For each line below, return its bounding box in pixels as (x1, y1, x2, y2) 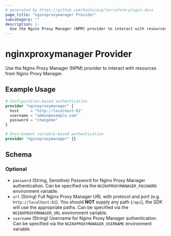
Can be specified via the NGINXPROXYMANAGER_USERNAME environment (12, 220, 152, 226)
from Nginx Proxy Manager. (5, 71, 63, 77)
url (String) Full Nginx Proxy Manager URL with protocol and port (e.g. (12, 193, 160, 199)
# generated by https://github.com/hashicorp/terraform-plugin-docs (5, 7, 154, 13)
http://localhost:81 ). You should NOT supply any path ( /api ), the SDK (12, 199, 163, 205)
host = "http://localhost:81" (10, 108, 83, 113)
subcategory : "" (5, 17, 40, 22)
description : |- (5, 21, 40, 27)
